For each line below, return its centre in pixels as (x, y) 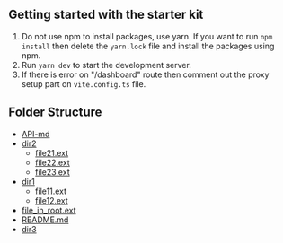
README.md (45, 220)
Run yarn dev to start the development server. (106, 65)
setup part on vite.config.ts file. (84, 83)
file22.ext (53, 162)
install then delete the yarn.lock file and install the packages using (148, 46)
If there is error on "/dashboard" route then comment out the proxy (145, 74)
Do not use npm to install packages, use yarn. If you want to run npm (147, 36)
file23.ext (52, 172)
